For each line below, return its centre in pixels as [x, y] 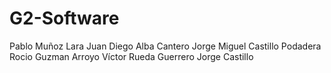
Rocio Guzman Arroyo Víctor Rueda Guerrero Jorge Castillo [131, 56]
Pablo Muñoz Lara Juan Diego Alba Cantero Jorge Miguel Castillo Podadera [165, 46]
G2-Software [64, 18]
